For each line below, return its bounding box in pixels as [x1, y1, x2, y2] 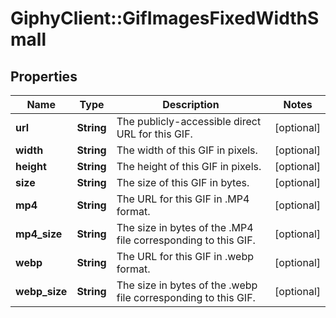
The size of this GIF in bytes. [116, 176, 250, 189]
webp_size [15, 285, 68, 298]
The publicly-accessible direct [116, 115, 262, 128]
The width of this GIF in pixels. [116, 143, 258, 157]
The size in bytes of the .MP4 [116, 221, 254, 234]
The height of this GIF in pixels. [116, 160, 262, 173]
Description [162, 98, 220, 111]
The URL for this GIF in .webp [116, 250, 254, 263]
